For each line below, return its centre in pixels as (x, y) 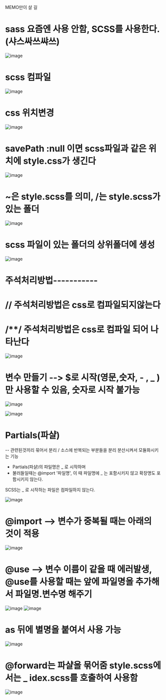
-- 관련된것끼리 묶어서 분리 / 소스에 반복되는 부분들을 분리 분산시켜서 (71, 450)
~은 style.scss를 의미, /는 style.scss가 (83, 196)
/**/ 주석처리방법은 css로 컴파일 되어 (77, 330)
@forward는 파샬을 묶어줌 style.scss (79, 665)
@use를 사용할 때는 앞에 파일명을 (69, 582)
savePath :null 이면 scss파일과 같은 (76, 148)
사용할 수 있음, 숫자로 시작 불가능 (78, 390)
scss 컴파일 (28, 77)
